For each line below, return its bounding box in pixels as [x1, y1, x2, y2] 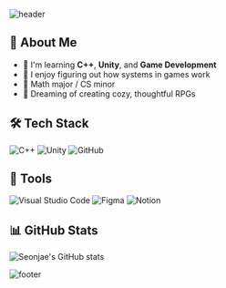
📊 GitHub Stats [9, 222, 98, 238]
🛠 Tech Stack [9, 116, 89, 131]
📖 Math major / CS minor [22, 78, 116, 89]
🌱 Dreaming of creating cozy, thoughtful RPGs [22, 87, 196, 99]
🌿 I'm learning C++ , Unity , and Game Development [22, 59, 217, 70]
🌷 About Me [9, 35, 77, 50]
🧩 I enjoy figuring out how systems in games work [22, 68, 211, 79]
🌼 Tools [9, 171, 53, 187]
